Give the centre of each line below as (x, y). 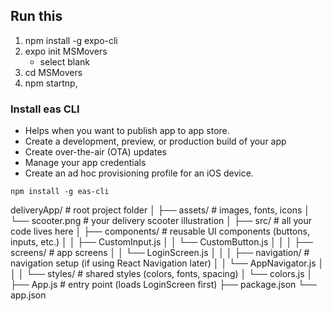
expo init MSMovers (66, 51)
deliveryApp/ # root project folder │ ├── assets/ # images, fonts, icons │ (160, 210)
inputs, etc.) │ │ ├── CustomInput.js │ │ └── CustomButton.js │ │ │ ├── (162, 242)
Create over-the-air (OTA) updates (95, 152)
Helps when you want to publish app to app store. (127, 131)
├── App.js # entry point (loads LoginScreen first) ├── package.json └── (163, 285)
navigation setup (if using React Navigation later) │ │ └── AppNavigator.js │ (167, 263)
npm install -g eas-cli (60, 192)
